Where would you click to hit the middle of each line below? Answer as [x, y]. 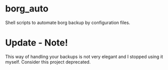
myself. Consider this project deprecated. [48, 62]
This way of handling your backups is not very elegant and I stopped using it [84, 56]
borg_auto [27, 9]
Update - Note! [37, 43]
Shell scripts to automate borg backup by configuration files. [68, 22]
